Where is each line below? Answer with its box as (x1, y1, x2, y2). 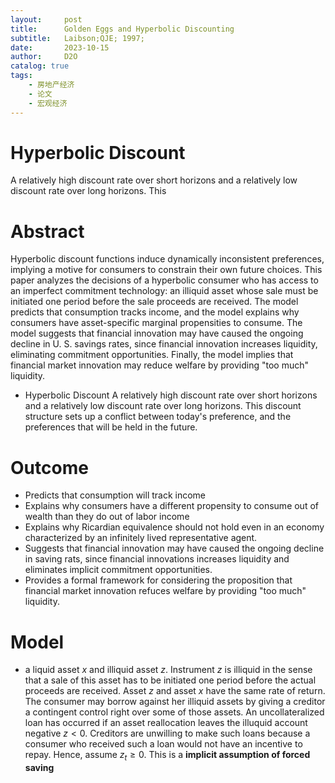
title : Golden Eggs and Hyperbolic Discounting (10, 24, 235, 34)
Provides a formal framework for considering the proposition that (24, 574, 293, 586)
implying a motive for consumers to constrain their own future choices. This (10, 264, 323, 276)
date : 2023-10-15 (10, 42, 110, 53)
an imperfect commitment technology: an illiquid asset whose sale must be (10, 285, 319, 297)
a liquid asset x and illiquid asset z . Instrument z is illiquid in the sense (24, 664, 313, 676)
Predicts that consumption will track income (24, 489, 207, 501)
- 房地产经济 (28, 80, 75, 90)
